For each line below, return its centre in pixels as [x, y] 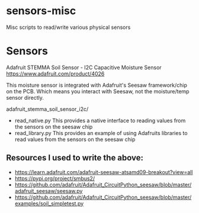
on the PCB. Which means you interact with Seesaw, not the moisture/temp [98, 91]
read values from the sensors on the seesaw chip [75, 139]
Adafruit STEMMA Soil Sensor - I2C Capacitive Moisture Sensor [84, 67]
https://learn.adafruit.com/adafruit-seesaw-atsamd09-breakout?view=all [104, 172]
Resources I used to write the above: [75, 158]
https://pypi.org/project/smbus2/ [55, 178]
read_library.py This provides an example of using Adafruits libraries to [101, 133]
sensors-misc [41, 11]
